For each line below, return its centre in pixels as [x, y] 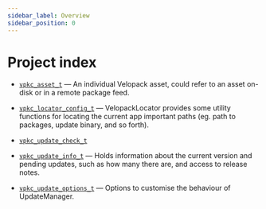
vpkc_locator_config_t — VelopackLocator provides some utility [125, 108]
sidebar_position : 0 [42, 23]
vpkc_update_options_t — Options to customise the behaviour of [125, 188]
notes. [29, 172]
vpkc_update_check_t [53, 141]
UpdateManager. [47, 196]
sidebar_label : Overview [49, 15]
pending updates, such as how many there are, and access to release [133, 164]
